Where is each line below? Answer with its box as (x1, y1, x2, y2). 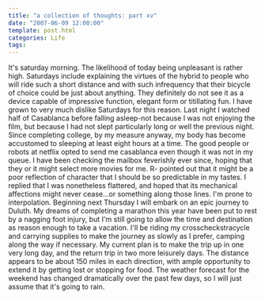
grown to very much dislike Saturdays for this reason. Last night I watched (8, 105, 251, 115)
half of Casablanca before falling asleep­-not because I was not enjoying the (8, 113, 256, 123)
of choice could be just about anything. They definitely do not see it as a (8, 88, 244, 98)
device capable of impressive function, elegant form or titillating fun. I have (8, 97, 253, 106)
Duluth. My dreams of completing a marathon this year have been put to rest (8, 206, 257, 216)
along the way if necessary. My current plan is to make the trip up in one (8, 240, 244, 250)
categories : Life (8, 33, 66, 42)
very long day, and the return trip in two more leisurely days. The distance (8, 248, 249, 258)
